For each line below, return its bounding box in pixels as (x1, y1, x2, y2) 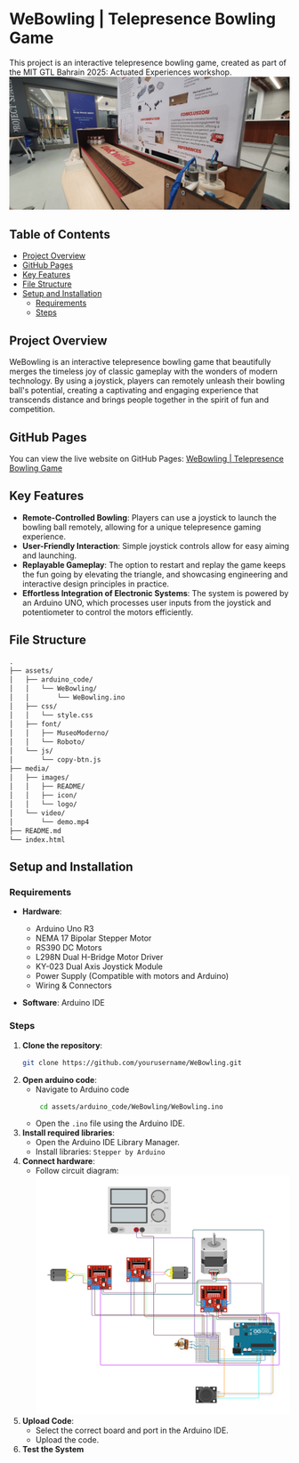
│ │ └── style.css (9, 710, 93, 720)
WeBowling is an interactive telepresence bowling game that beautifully (9, 357, 271, 368)
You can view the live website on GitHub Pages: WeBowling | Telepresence (9, 454, 285, 465)
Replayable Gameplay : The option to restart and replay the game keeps (21, 559, 287, 570)
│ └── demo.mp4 (9, 817, 90, 827)
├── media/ (9, 764, 50, 773)
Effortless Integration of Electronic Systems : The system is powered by (21, 587, 289, 598)
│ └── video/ (9, 808, 66, 818)
